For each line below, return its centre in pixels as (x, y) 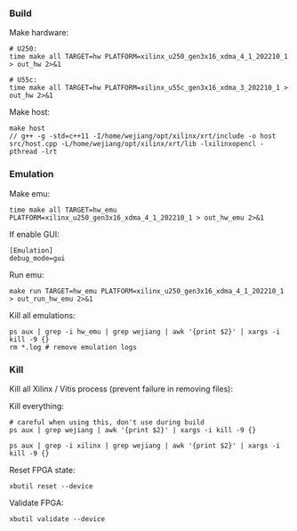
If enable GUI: (34, 234)
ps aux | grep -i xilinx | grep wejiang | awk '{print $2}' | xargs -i (144, 446)
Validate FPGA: (36, 503)
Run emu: (27, 275)
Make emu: (30, 193)
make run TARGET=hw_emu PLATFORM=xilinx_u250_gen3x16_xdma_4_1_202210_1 (147, 291)
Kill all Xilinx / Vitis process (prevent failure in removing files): (121, 389)
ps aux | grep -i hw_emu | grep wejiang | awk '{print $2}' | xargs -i (144, 332)
